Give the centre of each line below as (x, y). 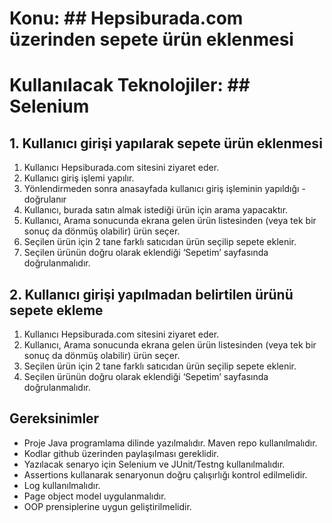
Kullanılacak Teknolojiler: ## (130, 85)
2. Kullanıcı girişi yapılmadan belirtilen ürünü (151, 294)
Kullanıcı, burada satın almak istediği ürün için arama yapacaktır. (156, 210)
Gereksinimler (54, 418)
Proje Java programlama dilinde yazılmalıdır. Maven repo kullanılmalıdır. (170, 443)
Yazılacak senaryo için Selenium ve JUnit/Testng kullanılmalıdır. (154, 464)
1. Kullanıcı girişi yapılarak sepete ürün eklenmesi (166, 143)
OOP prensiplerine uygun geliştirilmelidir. (107, 506)
